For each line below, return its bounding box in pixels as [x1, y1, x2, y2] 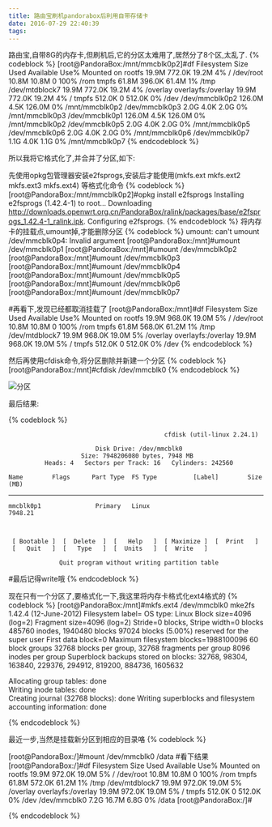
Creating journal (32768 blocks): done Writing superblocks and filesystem [8, 693, 255, 703]
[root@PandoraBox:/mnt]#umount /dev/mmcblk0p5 [8, 271, 181, 280]
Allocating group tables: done [8, 676, 107, 686]
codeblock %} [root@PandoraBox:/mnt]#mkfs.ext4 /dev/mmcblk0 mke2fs [8, 600, 255, 610]
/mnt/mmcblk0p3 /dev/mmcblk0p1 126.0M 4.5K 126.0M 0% [8, 111, 206, 121]
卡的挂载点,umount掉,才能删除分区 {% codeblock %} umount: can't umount [8, 227, 260, 237]
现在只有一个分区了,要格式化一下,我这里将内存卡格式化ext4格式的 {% [8, 591, 238, 601]
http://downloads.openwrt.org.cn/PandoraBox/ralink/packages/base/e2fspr [8, 207, 261, 217]
